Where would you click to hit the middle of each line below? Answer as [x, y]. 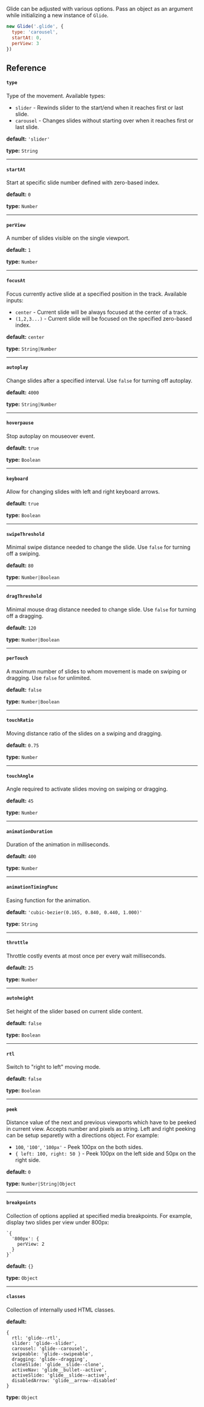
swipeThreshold [25, 534]
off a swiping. [23, 554]
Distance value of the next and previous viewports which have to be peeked [101, 1122]
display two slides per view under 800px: [58, 1222]
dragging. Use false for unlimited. [49, 678]
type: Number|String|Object [41, 1184]
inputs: [15, 300]
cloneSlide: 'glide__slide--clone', [58, 1364]
